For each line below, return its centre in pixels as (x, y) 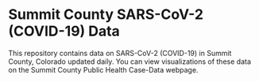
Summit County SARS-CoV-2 (106, 15)
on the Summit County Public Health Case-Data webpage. (103, 69)
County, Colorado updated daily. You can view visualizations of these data (130, 61)
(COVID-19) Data (64, 31)
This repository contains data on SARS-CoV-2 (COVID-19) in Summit (120, 53)
